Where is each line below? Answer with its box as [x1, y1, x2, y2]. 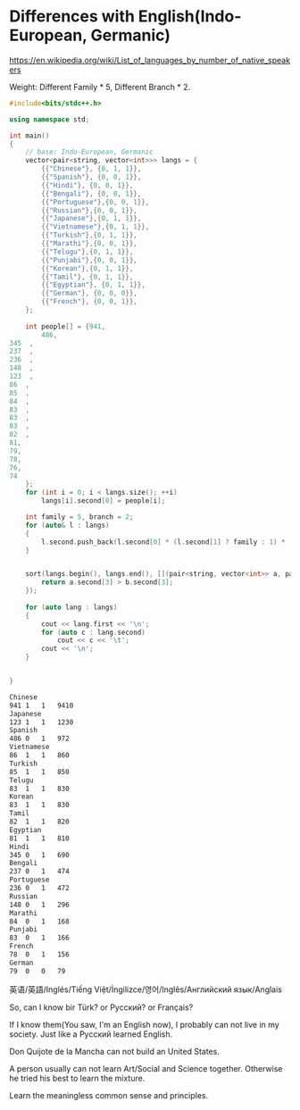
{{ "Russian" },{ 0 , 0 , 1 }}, [41, 205, 138, 215]
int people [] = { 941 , [25, 321, 105, 331]
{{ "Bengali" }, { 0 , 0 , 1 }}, [41, 189, 142, 198]
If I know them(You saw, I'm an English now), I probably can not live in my [9, 1019, 279, 1030]
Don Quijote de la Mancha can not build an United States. [9, 1046, 221, 1056]
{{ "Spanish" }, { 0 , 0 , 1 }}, [41, 172, 142, 182]
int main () [9, 131, 50, 140]
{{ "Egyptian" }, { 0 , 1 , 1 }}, [41, 280, 146, 289]
